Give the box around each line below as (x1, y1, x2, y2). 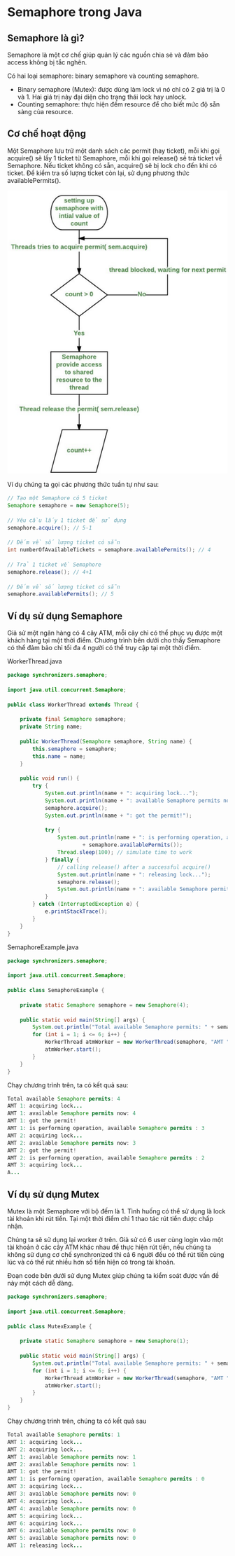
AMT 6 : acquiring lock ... (7, 1520, 83, 1527)
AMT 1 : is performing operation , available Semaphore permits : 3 (7, 1125, 205, 1132)
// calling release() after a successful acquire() (57, 863, 211, 871)
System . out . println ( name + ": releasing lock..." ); (57, 871, 211, 878)
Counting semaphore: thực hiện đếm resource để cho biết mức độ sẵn (17, 100, 220, 109)
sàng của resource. (17, 108, 73, 116)
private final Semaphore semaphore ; (20, 716, 127, 723)
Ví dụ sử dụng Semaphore (7, 610, 123, 622)
